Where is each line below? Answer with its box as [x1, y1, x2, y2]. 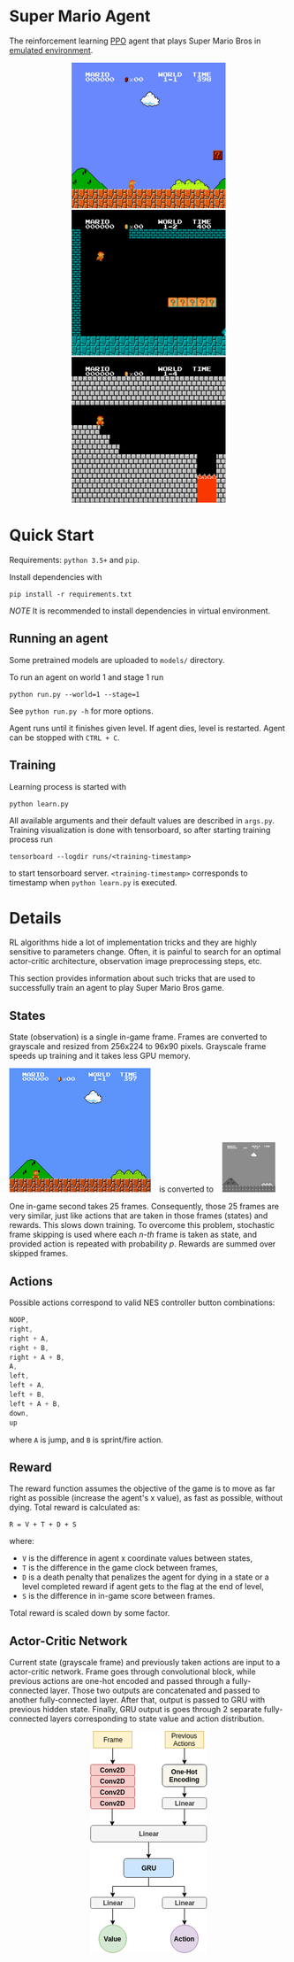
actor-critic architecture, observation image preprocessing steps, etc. [9, 956, 262, 967]
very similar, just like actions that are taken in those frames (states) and [9, 1210, 268, 1221]
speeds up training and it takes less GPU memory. [9, 1051, 192, 1062]
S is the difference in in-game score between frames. [21, 1591, 215, 1602]
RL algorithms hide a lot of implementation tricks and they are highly [9, 937, 258, 948]
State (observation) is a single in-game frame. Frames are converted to [9, 1031, 268, 1042]
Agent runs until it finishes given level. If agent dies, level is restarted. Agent [9, 722, 285, 733]
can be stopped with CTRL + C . [9, 732, 120, 743]
